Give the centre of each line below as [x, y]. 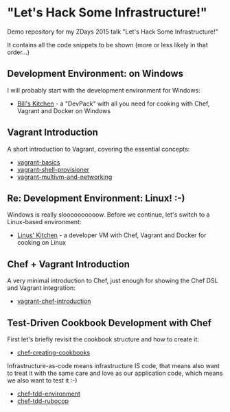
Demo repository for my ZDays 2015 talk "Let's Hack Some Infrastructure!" [113, 32]
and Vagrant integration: [41, 288]
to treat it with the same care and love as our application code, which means [115, 373]
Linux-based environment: [44, 222]
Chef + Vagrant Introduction [69, 264]
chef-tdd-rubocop [43, 401]
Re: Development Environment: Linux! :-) [96, 198]
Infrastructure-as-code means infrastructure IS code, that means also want [113, 366]
